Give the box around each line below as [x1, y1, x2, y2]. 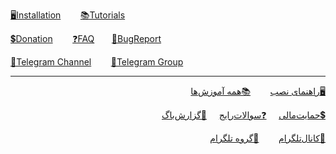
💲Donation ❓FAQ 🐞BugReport [10, 33, 162, 44]
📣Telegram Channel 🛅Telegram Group [10, 56, 184, 68]
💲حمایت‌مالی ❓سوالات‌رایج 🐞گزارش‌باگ [161, 109, 326, 121]
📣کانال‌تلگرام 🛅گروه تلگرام [209, 132, 326, 144]
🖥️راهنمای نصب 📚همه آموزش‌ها [190, 85, 326, 97]
